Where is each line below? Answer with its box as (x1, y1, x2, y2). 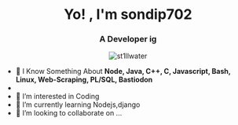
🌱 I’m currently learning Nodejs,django (15, 100, 141, 109)
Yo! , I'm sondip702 (64, 6, 192, 24)
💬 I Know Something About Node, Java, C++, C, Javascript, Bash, (15, 67, 231, 76)
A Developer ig (99, 34, 157, 45)
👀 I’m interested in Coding (15, 92, 100, 101)
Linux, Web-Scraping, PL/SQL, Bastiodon (15, 75, 153, 84)
